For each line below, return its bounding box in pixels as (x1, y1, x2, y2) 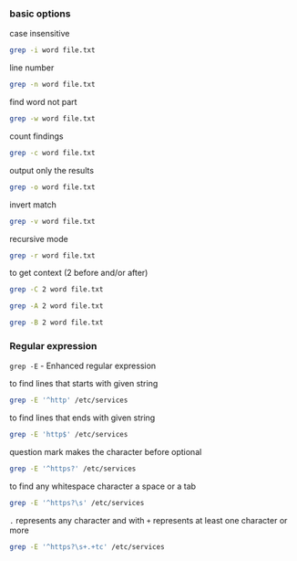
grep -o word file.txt (9, 182, 96, 192)
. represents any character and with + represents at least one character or (9, 514, 288, 525)
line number (9, 62, 55, 73)
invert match (9, 199, 57, 210)
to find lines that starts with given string (9, 378, 159, 389)
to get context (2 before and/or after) (9, 268, 148, 279)
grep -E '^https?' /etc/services (9, 464, 137, 473)
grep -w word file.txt (9, 114, 96, 123)
